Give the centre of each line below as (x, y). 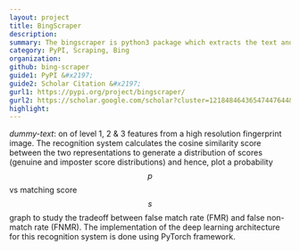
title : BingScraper (46, 26)
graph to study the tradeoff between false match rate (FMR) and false (137, 218)
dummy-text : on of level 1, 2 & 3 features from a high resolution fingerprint (146, 134)
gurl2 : (21, 100)
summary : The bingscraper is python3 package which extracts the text (143, 42)
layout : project (39, 17)
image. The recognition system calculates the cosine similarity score (135, 143)
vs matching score (43, 190)
